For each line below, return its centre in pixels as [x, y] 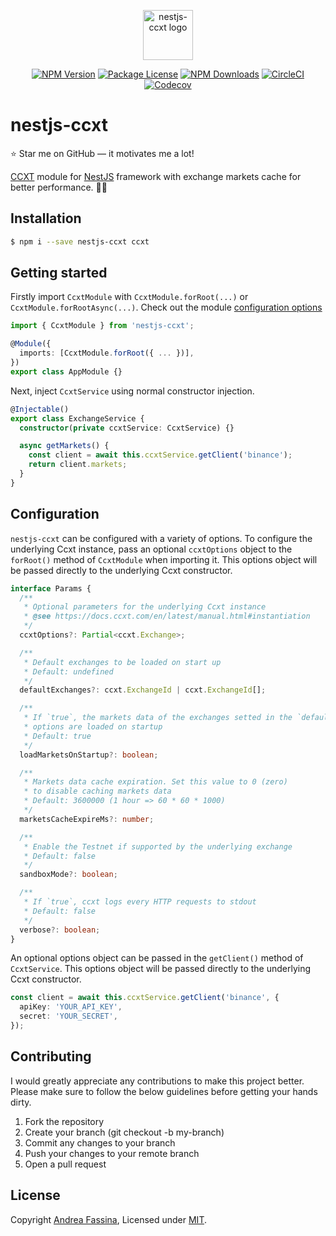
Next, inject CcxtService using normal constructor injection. [132, 391]
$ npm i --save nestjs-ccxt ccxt [80, 241]
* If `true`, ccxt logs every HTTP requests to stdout [140, 902]
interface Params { [51, 588]
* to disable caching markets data [97, 791]
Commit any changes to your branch [100, 1142]
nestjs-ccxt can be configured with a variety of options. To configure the [161, 538]
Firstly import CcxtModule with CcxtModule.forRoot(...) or [129, 297]
